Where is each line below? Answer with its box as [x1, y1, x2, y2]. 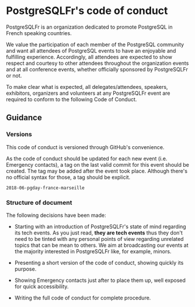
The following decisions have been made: [6, 212, 106, 219]
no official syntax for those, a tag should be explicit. [6, 174, 131, 181]
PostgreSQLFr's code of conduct [6, 4, 168, 18]
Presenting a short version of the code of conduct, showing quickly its [14, 259, 184, 266]
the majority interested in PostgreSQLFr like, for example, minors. [14, 247, 172, 255]
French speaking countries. [6, 29, 72, 36]
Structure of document [6, 198, 72, 206]
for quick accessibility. [14, 282, 69, 290]
